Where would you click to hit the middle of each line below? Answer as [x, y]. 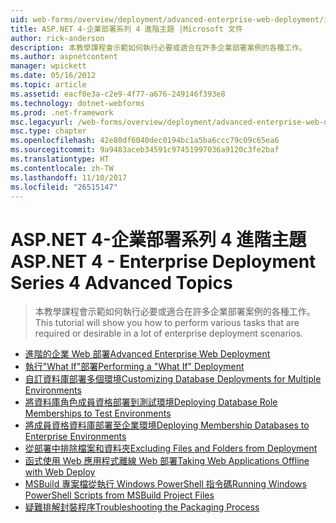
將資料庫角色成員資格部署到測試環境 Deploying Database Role [151, 402]
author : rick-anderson [57, 38]
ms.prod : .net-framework [62, 112]
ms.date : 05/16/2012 [53, 76]
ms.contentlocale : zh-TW [62, 168]
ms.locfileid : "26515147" [64, 187]
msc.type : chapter [48, 131]
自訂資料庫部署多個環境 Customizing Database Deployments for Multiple [173, 379]
